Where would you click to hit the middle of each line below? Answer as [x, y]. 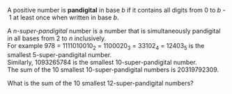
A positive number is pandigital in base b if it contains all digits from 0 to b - [117, 10]
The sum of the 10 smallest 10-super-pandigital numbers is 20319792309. [113, 70]
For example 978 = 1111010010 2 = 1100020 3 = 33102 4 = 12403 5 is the [106, 47]
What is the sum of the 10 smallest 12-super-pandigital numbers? [100, 83]
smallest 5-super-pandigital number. [60, 54]
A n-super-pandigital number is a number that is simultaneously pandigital [114, 31]
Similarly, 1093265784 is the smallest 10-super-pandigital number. [102, 62]
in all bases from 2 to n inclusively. [57, 38]
